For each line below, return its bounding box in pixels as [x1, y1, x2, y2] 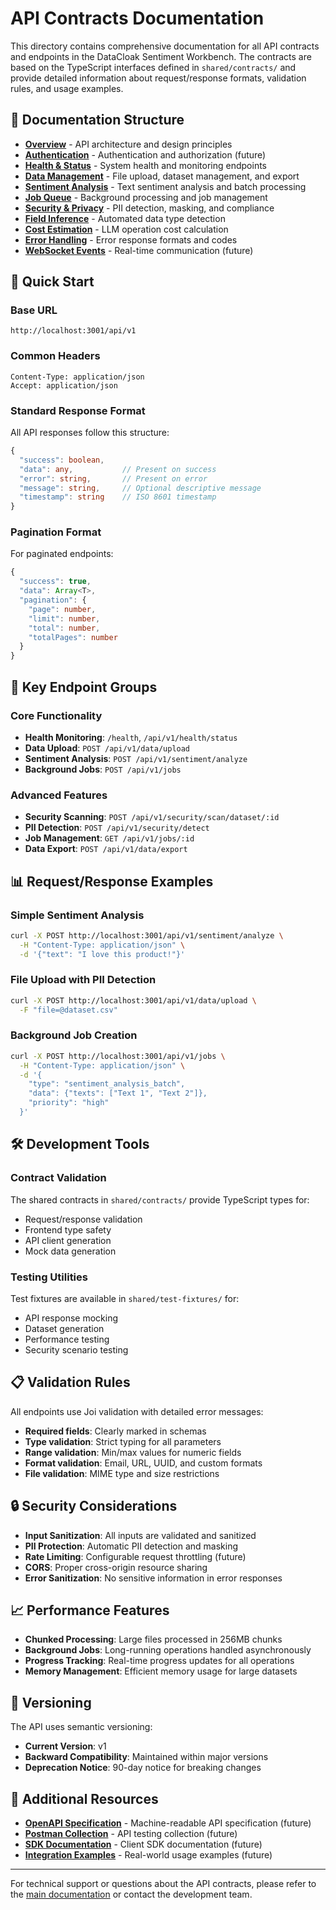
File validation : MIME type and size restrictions [24, 1467, 220, 1479]
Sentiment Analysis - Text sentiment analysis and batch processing [24, 180, 307, 192]
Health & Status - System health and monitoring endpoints [24, 159, 268, 171]
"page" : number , [28, 604, 97, 614]
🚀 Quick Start [10, 273, 95, 291]
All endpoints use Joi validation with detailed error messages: [10, 1405, 264, 1417]
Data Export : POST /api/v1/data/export [24, 843, 188, 855]
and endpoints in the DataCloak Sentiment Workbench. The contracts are [10, 50, 312, 62]
